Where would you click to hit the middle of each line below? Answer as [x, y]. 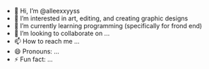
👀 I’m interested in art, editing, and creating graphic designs [101, 18]
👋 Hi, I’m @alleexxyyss [47, 11]
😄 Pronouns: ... [37, 51]
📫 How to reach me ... [47, 41]
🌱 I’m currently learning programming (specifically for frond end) [108, 26]
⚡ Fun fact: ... [33, 59]
